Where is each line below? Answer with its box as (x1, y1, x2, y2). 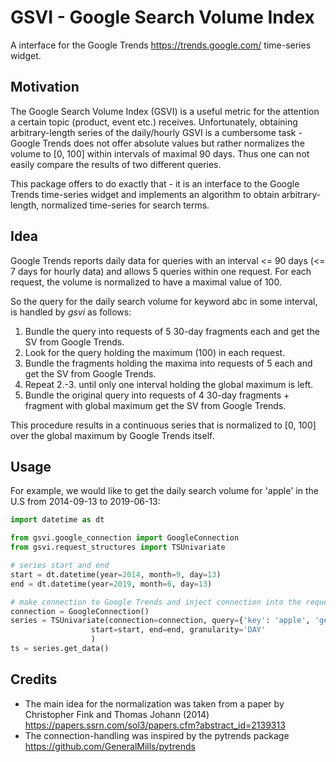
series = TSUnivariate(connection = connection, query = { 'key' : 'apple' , (10, 616, 311, 626)
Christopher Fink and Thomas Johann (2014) (24, 708, 210, 720)
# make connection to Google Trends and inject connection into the (10, 597, 302, 607)
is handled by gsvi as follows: (10, 306, 132, 318)
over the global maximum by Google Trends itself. (10, 429, 215, 441)
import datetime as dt (10, 515, 105, 525)
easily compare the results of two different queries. (10, 158, 222, 170)
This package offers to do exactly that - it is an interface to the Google (10, 177, 300, 190)
